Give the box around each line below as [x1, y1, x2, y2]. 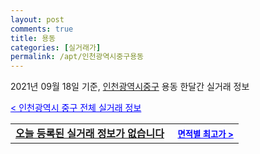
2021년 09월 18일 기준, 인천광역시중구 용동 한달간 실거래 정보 [10, 81, 250, 93]
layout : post [10, 14, 65, 25]
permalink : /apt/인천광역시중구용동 [10, 52, 145, 62]
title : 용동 [10, 33, 57, 43]
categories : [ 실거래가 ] [10, 42, 102, 53]
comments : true [10, 24, 74, 34]
